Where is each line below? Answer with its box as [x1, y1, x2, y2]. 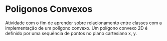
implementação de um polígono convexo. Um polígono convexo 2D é [5, 25, 148, 31]
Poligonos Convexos [5, 3, 93, 15]
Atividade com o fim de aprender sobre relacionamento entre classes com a [5, 20, 162, 26]
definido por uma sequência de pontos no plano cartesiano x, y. [5, 30, 137, 36]
